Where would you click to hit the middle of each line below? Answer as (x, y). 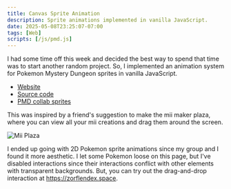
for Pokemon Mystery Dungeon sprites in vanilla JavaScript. (92, 74)
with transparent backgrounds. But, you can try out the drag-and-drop (107, 171)
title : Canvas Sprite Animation (53, 13)
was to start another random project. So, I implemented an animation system (116, 66)
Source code (35, 94)
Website (29, 87)
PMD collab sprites (44, 101)
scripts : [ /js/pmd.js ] (40, 39)
